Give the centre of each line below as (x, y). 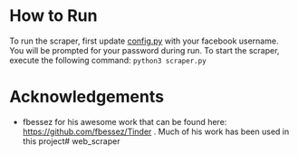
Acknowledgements (87, 97)
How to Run (53, 16)
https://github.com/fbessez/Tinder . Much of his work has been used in (156, 131)
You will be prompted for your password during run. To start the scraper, (144, 50)
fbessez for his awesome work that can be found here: (125, 121)
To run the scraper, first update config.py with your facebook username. (144, 41)
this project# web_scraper (71, 140)
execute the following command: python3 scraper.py (108, 60)
